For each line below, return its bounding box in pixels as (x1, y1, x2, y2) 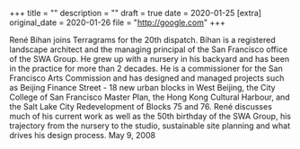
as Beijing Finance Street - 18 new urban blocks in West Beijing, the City (9, 83, 276, 92)
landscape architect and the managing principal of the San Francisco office (9, 44, 288, 55)
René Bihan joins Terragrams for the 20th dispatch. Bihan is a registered (9, 35, 276, 45)
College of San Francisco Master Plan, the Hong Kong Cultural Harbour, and (9, 92, 290, 102)
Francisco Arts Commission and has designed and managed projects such (9, 73, 285, 83)
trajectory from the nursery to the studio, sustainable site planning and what (9, 120, 290, 131)
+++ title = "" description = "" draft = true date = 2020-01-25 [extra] (9, 8, 262, 18)
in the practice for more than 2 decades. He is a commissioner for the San (9, 63, 283, 74)
